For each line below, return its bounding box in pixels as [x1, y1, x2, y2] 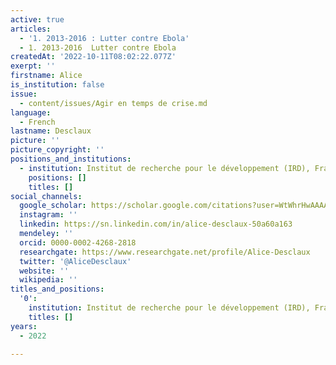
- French [19, 117, 56, 127]
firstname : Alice [10, 71, 83, 81]
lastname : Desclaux [10, 126, 92, 136]
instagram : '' [19, 210, 78, 220]
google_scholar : [19, 201, 87, 211]
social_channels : [10, 191, 83, 201]
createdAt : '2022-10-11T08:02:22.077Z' [10, 52, 177, 62]
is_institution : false [10, 80, 105, 90]
